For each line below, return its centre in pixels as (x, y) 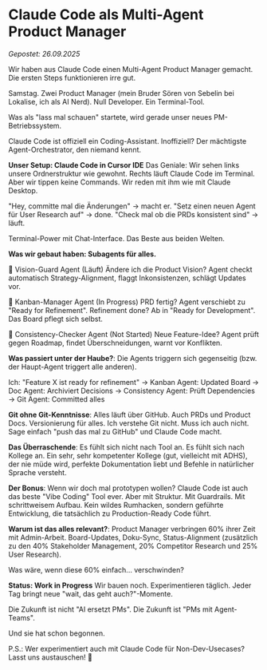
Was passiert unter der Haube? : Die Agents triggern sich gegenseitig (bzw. (133, 358)
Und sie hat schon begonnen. (57, 633)
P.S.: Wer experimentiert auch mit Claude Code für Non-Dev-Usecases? (127, 648)
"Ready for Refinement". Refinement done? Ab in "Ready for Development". (132, 310)
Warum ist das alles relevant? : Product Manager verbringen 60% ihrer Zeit (132, 529)
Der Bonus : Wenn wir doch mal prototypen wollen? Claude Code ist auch (128, 488)
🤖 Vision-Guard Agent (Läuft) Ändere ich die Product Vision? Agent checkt (130, 269)
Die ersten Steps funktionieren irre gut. (72, 77)
